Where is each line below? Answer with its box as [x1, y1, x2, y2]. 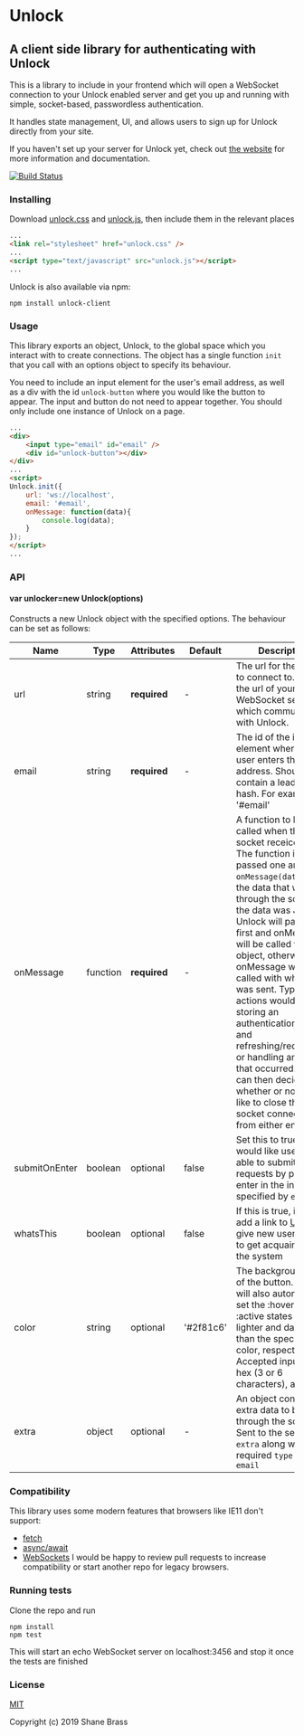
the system [235, 1250, 283, 1263]
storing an [235, 1006, 279, 1019]
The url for [235, 659, 281, 672]
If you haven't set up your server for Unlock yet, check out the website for [9, 144, 285, 154]
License [9, 1678, 45, 1691]
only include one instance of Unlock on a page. [9, 405, 185, 416]
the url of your [235, 682, 297, 695]
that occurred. [235, 1062, 297, 1075]
